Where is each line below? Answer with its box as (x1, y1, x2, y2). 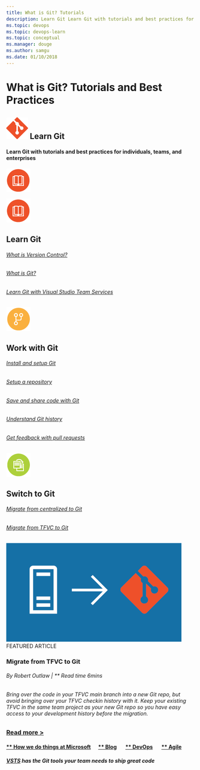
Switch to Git (6, 489, 55, 499)
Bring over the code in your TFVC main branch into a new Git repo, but (6, 690, 181, 698)
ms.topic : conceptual (6, 35, 60, 41)
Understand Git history (6, 416, 63, 423)
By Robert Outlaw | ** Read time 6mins (6, 672, 103, 679)
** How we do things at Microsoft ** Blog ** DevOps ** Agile (6, 743, 182, 750)
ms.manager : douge (6, 41, 52, 47)
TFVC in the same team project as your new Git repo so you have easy (6, 703, 181, 711)
